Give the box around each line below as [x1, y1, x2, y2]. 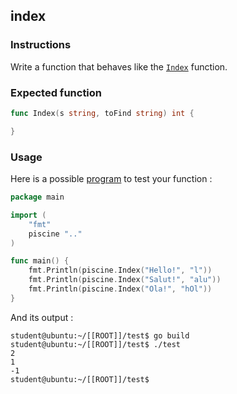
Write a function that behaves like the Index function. [10, 60, 228, 73]
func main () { [10, 256, 70, 266]
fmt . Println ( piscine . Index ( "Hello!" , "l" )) [28, 265, 213, 276]
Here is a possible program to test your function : [10, 173, 213, 185]
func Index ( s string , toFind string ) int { [10, 108, 195, 118]
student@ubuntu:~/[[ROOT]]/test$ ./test [10, 339, 182, 349]
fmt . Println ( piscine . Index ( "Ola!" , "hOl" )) [28, 284, 213, 294]
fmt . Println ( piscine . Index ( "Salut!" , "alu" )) [28, 275, 222, 285]
